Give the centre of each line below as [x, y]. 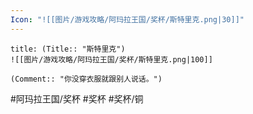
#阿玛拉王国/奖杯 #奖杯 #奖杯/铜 [77, 98]
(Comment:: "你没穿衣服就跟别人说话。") [86, 79]
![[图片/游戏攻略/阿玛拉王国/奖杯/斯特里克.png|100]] [111, 59]
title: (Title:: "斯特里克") [68, 49]
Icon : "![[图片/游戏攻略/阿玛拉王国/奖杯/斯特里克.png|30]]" [127, 19]
